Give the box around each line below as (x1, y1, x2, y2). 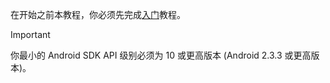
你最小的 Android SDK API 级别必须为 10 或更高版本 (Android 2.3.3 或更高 (10, 49, 312, 61)
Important (10, 29, 51, 40)
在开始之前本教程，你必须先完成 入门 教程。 (10, 9, 186, 20)
